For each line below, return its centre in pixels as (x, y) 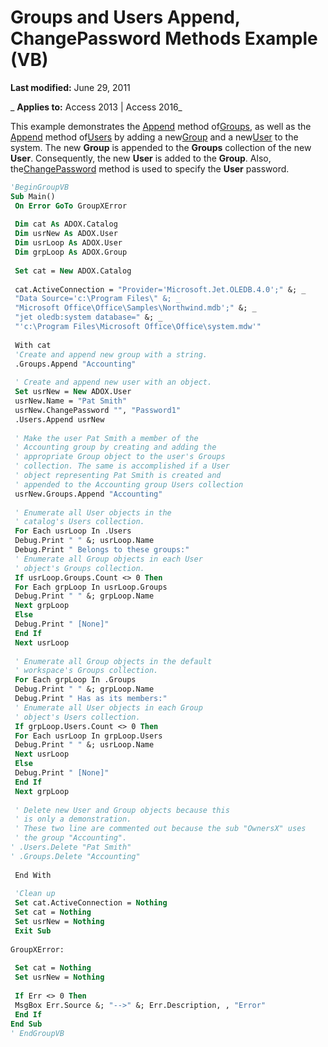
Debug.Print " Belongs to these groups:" (102, 550)
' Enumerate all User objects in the (93, 512)
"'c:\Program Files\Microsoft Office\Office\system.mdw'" (138, 327)
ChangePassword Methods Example (164, 38)
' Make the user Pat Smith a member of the (106, 438)
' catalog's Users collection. (79, 522)
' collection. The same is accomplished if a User (122, 466)
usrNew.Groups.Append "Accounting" (88, 494)
